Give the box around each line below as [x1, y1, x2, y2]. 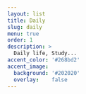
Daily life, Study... [13, 50, 78, 57]
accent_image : [7, 63, 49, 70]
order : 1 [7, 37, 33, 44]
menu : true [7, 30, 39, 37]
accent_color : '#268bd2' [7, 57, 80, 64]
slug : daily [7, 23, 42, 30]
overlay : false [13, 76, 68, 83]
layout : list [7, 10, 46, 18]
